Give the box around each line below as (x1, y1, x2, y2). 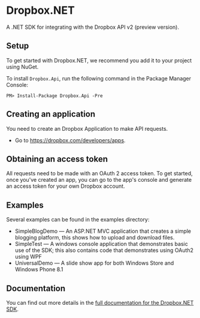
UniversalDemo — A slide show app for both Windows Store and (14, 259, 174, 267)
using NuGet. (6, 63, 39, 70)
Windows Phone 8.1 (14, 266, 63, 273)
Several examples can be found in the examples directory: (6, 216, 150, 223)
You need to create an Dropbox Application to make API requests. (6, 125, 168, 132)
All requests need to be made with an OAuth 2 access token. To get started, (6, 170, 193, 177)
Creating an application (6, 109, 96, 119)
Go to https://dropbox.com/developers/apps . (14, 136, 126, 144)
